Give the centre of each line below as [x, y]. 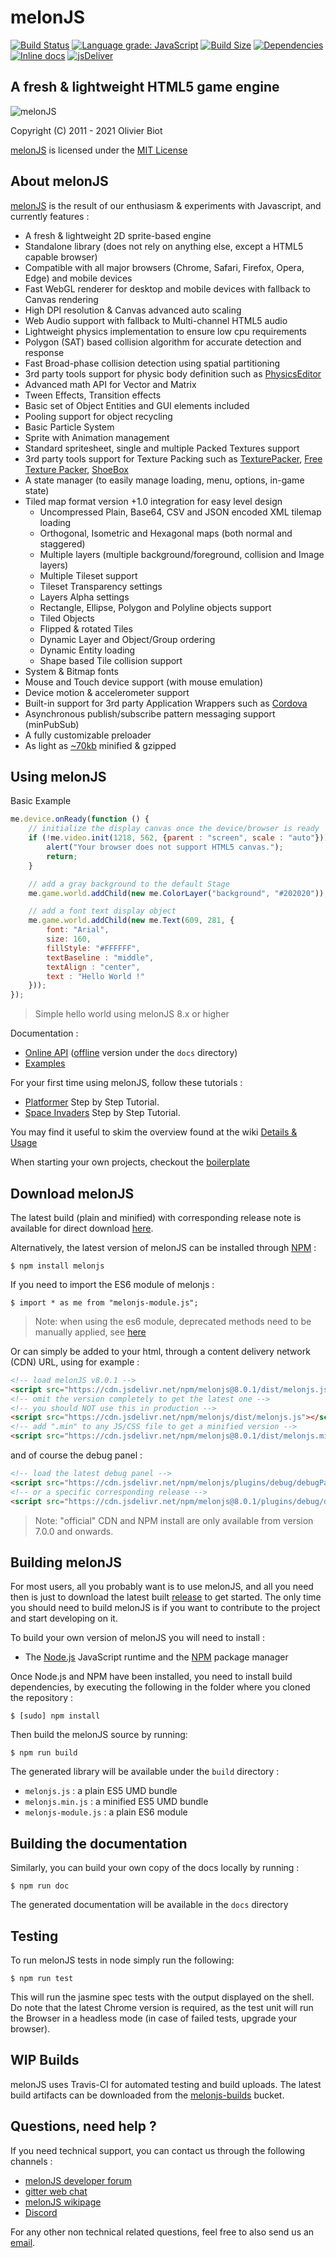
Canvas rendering [61, 299]
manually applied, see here [90, 1332]
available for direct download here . [82, 1228]
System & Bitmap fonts [71, 671]
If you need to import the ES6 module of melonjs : [112, 1284]
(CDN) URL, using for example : [75, 1362]
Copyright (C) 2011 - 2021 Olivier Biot [86, 130]
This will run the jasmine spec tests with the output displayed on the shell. [162, 1997]
